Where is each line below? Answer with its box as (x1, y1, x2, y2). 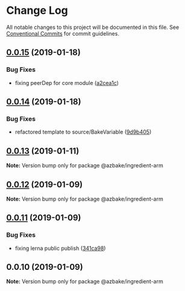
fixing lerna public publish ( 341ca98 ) (14, 245, 106, 252)
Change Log (6, 4, 68, 17)
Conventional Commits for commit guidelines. (6, 30, 119, 37)
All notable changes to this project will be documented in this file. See (6, 23, 180, 31)
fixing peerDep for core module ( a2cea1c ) (14, 79, 119, 86)
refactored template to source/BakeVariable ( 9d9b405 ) (14, 128, 152, 136)
